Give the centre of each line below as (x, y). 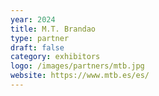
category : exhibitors (55, 57)
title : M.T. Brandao (53, 29)
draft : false (37, 47)
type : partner (40, 38)
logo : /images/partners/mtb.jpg (77, 66)
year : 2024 (33, 19)
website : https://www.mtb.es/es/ (80, 76)
